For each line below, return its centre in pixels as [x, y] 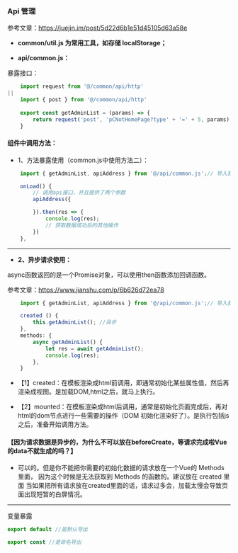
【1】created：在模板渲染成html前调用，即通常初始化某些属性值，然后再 [123, 383]
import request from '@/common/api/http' [82, 86]
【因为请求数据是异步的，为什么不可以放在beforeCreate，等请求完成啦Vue [117, 442]
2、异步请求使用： [45, 259]
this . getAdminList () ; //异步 [75, 323]
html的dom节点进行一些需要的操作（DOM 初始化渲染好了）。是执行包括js [123, 416]
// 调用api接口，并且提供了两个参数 [79, 193]
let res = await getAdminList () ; [94, 348]
